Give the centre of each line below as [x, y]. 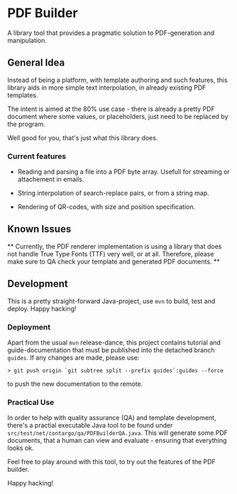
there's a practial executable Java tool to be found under [90, 426]
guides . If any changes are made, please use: [73, 357]
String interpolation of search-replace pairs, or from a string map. [113, 193]
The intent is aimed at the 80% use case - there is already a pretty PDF [111, 109]
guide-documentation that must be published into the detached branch [111, 350]
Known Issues [39, 229]
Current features [37, 156]
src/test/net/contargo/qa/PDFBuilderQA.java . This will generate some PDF [118, 433]
